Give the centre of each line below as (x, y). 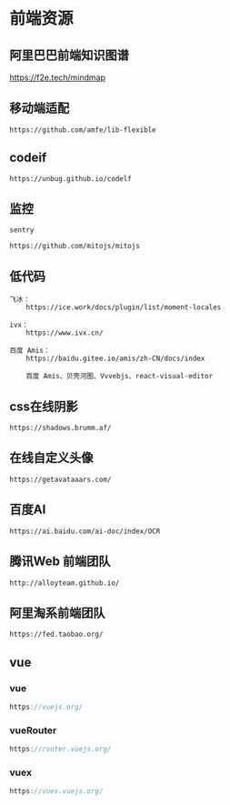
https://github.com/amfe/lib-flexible (83, 130)
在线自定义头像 (51, 458)
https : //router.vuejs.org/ (60, 750)
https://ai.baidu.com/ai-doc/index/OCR (85, 531)
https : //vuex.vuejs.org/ (56, 791)
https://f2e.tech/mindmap (58, 77)
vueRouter (33, 730)
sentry (22, 230)
